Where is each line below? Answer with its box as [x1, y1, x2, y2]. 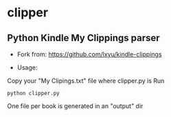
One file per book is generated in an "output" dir [7, 102, 144, 110]
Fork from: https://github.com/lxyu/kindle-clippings [16, 50, 163, 58]
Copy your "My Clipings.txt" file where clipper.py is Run [7, 77, 165, 85]
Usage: [16, 64, 38, 71]
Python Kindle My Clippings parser [7, 32, 160, 44]
